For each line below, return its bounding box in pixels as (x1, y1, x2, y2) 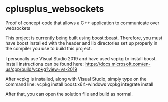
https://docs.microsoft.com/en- (85, 61, 151, 67)
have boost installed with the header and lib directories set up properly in (5, 40, 158, 46)
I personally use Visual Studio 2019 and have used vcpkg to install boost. (5, 55, 157, 61)
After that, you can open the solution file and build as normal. (5, 91, 133, 97)
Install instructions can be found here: (5, 61, 85, 67)
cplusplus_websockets (5, 3, 104, 15)
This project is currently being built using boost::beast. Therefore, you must (5, 35, 163, 41)
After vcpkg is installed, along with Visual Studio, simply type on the (5, 76, 147, 82)
